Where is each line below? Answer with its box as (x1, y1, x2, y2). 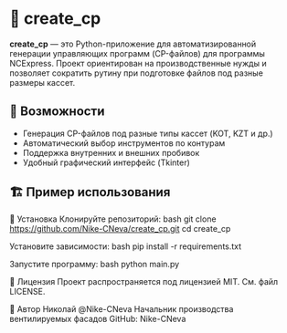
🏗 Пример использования (9, 184, 171, 200)
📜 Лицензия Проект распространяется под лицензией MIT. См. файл (9, 276, 279, 286)
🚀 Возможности (9, 104, 105, 120)
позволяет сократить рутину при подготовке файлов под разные (9, 68, 263, 78)
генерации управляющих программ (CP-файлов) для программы (9, 47, 265, 58)
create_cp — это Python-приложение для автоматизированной (9, 38, 257, 49)
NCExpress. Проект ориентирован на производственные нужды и (9, 57, 267, 68)
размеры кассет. (9, 77, 76, 88)
